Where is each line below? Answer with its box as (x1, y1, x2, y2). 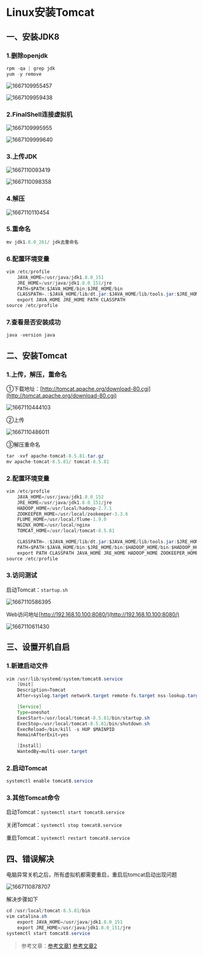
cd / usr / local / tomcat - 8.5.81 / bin (6, 908, 91, 914)
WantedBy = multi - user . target (17, 749, 88, 755)
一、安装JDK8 (6, 32, 60, 42)
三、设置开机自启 (6, 642, 70, 652)
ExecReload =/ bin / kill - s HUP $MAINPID (17, 726, 115, 732)
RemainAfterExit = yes (17, 732, 69, 738)
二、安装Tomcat (6, 350, 68, 361)
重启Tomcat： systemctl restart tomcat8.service (6, 834, 130, 842)
